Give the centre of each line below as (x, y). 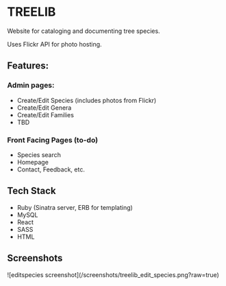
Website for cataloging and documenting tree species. (84, 31)
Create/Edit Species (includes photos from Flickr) (87, 100)
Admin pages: (31, 85)
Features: (28, 66)
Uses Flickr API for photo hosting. (54, 44)
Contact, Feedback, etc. (51, 169)
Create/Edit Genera (44, 108)
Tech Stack (32, 191)
